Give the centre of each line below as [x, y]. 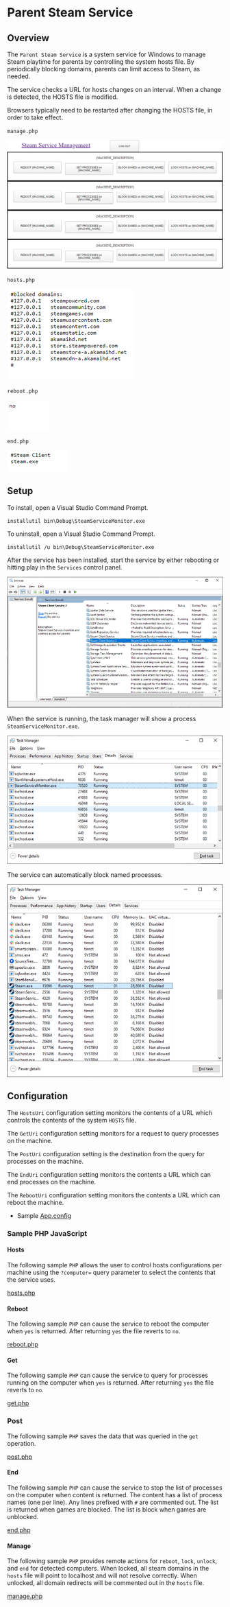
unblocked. [23, 1516]
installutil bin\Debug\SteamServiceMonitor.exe [76, 521]
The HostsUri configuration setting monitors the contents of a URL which [110, 1112]
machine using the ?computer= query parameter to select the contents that [111, 1272]
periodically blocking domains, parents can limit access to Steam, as [104, 69]
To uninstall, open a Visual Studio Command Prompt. [81, 534]
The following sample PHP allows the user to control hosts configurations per [115, 1265]
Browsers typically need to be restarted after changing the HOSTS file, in [110, 110]
